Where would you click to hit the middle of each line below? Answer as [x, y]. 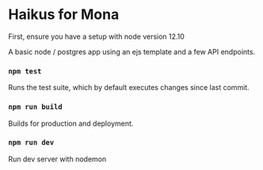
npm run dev [31, 143]
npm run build [35, 107]
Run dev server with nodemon [57, 159]
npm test [25, 71]
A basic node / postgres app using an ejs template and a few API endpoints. [132, 51]
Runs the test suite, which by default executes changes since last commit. [129, 88]
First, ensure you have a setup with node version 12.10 [96, 36]
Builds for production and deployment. [71, 123]
